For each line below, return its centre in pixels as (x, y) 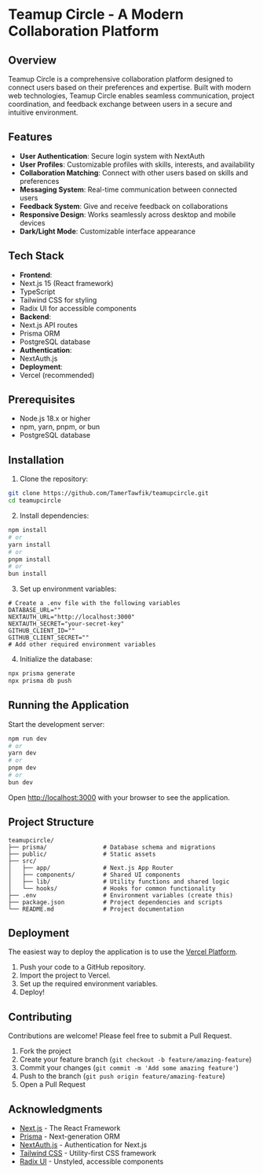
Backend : (35, 317)
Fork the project (46, 1051)
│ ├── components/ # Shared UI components (94, 875)
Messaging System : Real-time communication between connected (128, 189)
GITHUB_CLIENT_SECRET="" (49, 638)
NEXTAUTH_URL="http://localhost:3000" (71, 617)
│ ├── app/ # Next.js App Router (91, 868)
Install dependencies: (54, 515)
